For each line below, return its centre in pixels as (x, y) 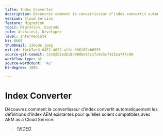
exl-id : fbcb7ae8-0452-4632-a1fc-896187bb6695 (53, 50)
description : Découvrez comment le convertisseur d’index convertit (76, 14)
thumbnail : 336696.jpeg (29, 45)
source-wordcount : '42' (29, 63)
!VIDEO (24, 129)
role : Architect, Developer (33, 32)
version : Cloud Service (29, 18)
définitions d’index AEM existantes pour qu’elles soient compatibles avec (78, 114)
